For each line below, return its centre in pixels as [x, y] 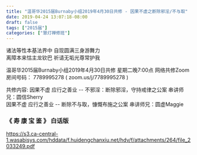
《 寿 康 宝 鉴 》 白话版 [38, 121]
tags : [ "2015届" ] [27, 28]
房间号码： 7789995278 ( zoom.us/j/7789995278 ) [67, 77]
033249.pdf [21, 146]
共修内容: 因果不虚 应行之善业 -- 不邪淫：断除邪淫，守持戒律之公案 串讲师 [95, 90]
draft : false [22, 22]
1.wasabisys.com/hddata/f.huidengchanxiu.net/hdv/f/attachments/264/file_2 [98, 140]
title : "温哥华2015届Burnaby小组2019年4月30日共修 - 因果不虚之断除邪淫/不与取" [97, 11]
